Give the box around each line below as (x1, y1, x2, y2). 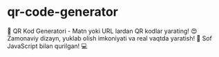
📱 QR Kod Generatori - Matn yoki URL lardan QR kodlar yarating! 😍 (7, 27, 198, 35)
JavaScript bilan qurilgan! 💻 (7, 42, 88, 50)
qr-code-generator (7, 4, 119, 20)
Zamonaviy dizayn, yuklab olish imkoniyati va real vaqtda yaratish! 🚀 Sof (7, 34, 213, 42)
